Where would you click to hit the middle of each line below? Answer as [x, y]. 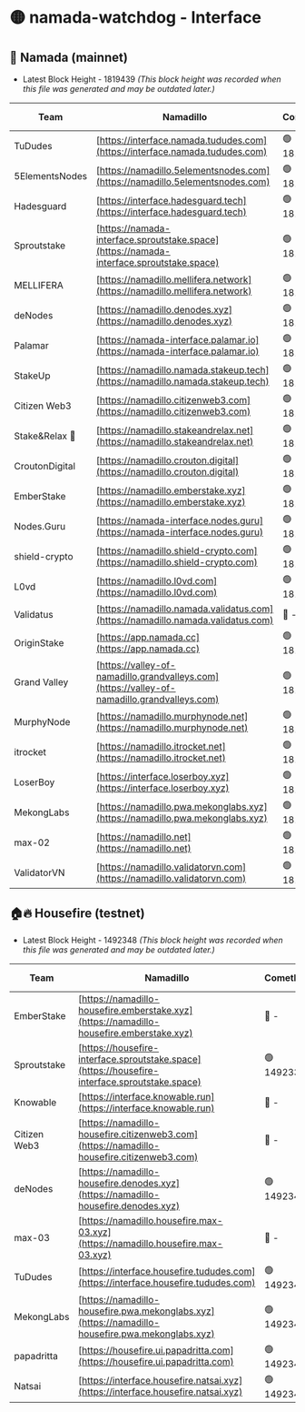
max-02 [32, 842]
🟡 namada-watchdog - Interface [135, 18]
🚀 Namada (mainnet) [69, 57]
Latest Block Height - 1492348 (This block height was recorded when [152, 940]
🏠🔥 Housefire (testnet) [77, 914]
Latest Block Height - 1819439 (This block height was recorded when [152, 79]
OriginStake [39, 642]
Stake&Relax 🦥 [45, 436]
